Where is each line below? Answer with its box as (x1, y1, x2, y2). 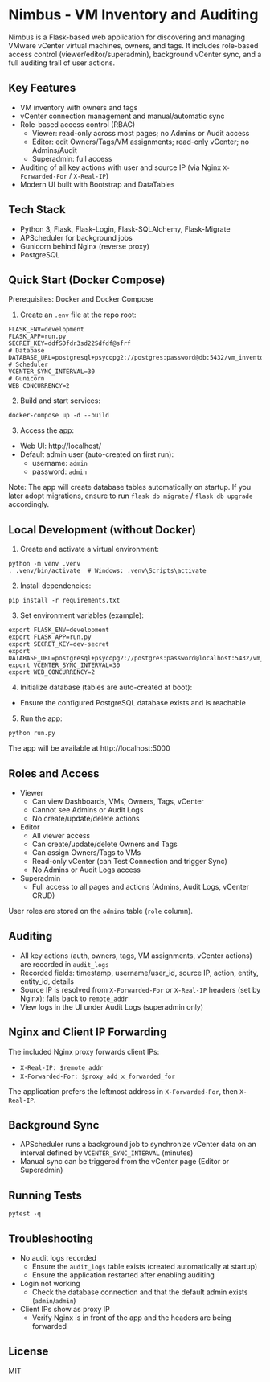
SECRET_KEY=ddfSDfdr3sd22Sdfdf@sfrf (8, 339, 131, 348)
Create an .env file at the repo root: (19, 310, 137, 319)
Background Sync (8, 1118, 100, 1132)
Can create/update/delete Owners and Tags (31, 839, 178, 849)
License (8, 1345, 49, 1359)
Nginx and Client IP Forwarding (8, 1026, 167, 1039)
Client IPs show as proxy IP (19, 1305, 111, 1314)
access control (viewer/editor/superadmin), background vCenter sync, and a (8, 49, 262, 59)
